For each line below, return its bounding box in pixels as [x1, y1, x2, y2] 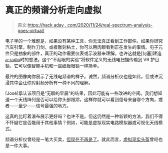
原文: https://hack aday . [17, 22, 66, 28]
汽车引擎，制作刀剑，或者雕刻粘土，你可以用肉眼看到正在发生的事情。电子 [5, 44, 158, 50]
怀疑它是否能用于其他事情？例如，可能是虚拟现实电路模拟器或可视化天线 [9, 119, 158, 125]
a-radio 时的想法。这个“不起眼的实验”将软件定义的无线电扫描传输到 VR [5, 56, 149, 62]
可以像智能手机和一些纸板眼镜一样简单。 [18, 63, 101, 69]
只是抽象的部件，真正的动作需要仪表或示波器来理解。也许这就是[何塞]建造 [9, 50, 162, 56]
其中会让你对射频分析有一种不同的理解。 [9, 79, 93, 85]
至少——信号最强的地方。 [18, 103, 71, 109]
